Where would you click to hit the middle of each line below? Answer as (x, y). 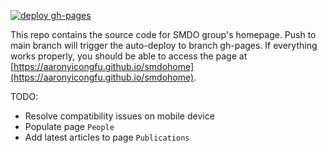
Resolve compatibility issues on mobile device (119, 116)
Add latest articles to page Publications (107, 137)
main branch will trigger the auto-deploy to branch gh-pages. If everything (164, 45)
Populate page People (69, 126)
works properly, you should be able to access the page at (129, 56)
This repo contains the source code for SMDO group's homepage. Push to (163, 34)
